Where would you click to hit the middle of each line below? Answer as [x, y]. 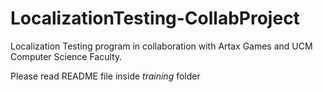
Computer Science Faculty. [66, 56]
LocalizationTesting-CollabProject [155, 18]
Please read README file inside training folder [105, 76]
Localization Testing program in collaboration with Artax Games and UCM [161, 46]
